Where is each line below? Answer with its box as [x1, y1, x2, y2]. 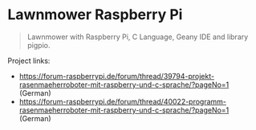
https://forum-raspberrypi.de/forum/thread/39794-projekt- [18, 71, 214, 81]
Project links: [7, 56, 51, 65]
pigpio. [26, 40, 51, 49]
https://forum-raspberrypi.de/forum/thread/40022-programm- [18, 97, 226, 106]
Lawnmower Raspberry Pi [7, 6, 183, 24]
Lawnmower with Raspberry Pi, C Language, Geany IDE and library [26, 32, 249, 41]
